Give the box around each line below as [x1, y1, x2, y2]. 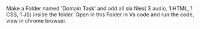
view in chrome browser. [6, 17, 67, 24]
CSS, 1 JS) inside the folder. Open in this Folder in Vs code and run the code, [6, 11, 195, 18]
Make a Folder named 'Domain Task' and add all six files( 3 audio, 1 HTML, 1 [6, 5, 193, 12]
